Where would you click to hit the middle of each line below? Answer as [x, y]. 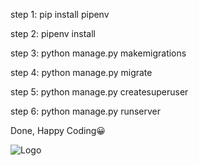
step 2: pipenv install [53, 33]
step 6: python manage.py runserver [86, 111]
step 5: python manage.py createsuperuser [99, 92]
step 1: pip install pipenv [60, 14]
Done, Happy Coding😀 [58, 130]
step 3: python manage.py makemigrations [98, 53]
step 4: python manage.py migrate [81, 72]
